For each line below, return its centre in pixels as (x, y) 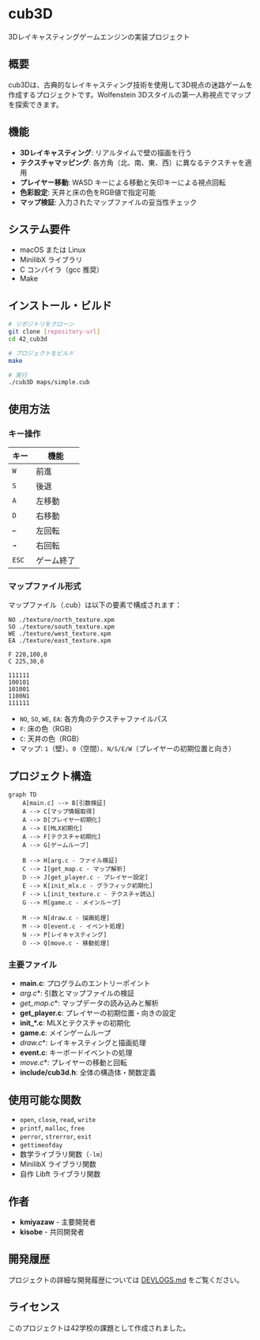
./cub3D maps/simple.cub (49, 382)
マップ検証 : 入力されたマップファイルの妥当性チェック (108, 202)
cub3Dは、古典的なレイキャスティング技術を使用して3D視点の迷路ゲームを (130, 85)
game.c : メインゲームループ (65, 1033)
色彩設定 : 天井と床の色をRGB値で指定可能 (88, 192)
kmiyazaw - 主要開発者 (58, 1222)
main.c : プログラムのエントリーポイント (85, 983)
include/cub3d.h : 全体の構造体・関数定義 (88, 1073)
